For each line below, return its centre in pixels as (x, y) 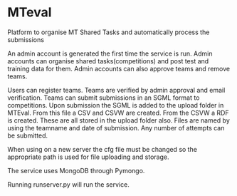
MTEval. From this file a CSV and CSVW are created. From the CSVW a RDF (118, 113)
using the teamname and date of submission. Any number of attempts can (116, 128)
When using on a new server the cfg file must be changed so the (102, 149)
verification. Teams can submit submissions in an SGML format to (104, 98)
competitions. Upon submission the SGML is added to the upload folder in (116, 105)
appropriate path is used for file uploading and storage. (88, 157)
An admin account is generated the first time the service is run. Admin (110, 53)
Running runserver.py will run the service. (68, 184)
